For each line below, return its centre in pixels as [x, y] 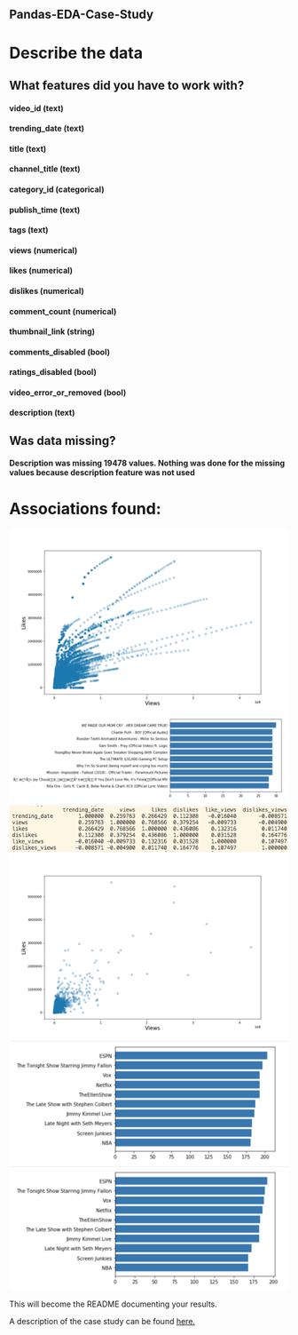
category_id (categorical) [57, 189]
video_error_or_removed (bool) [68, 392]
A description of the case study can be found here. [102, 1322]
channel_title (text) [45, 169]
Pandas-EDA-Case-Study [81, 15]
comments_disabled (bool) [60, 352]
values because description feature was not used [102, 473]
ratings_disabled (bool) [53, 372]
